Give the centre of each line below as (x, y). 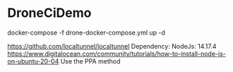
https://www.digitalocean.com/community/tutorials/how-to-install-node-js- (116, 54)
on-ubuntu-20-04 (33, 61)
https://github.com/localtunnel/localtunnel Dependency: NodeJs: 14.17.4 (112, 46)
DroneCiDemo (49, 13)
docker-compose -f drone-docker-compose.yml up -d (86, 32)
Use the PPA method (90, 61)
